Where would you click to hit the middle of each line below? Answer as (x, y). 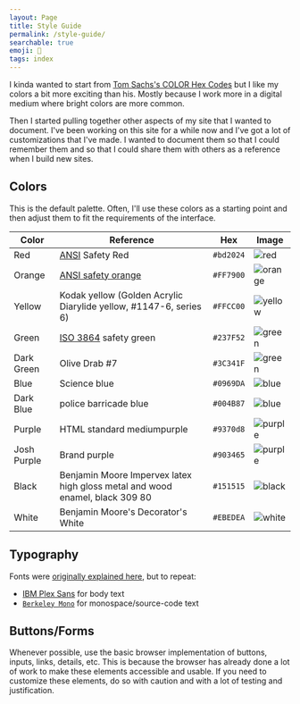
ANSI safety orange (100, 275)
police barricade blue (104, 403)
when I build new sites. (51, 159)
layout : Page (33, 17)
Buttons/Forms (52, 631)
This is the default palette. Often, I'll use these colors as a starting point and (148, 208)
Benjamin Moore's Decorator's (123, 512)
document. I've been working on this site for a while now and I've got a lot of (150, 130)
